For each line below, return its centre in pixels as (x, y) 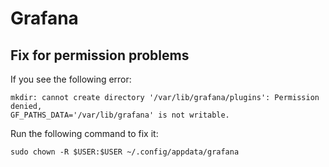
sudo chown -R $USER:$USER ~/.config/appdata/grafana (125, 152)
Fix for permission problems (100, 55)
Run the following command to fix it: (84, 133)
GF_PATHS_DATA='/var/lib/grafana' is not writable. (120, 115)
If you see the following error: (71, 79)
